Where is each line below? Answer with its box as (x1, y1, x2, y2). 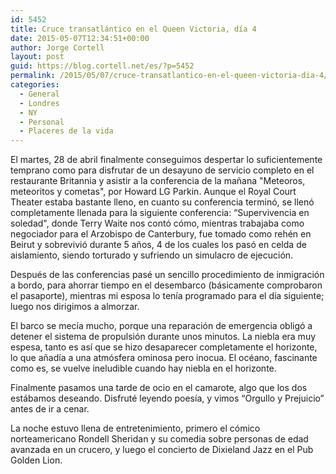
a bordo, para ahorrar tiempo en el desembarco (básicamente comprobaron (10, 279, 323, 291)
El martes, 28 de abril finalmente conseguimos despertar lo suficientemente (10, 154, 323, 166)
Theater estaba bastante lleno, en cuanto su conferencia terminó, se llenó (10, 196, 315, 208)
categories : (10, 80, 60, 90)
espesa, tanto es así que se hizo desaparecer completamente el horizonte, (10, 341, 318, 353)
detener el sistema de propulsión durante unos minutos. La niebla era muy (10, 331, 317, 343)
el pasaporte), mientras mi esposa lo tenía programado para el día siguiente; (10, 290, 325, 302)
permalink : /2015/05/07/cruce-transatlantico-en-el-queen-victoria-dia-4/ (10, 71, 329, 81)
